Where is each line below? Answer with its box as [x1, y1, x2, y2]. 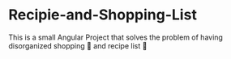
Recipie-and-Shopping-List [8, 6, 197, 24]
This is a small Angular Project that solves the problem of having [8, 32, 223, 42]
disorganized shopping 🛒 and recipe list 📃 [8, 40, 148, 50]
